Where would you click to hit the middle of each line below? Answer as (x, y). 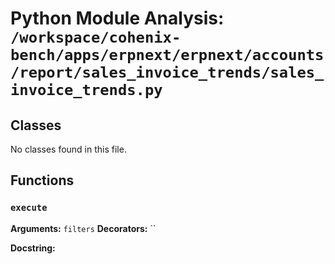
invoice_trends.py (86, 90)
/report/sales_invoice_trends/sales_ (167, 72)
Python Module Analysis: (117, 18)
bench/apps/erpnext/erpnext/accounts (167, 55)
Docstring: (33, 248)
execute (29, 208)
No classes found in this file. (68, 149)
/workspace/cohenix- (96, 37)
